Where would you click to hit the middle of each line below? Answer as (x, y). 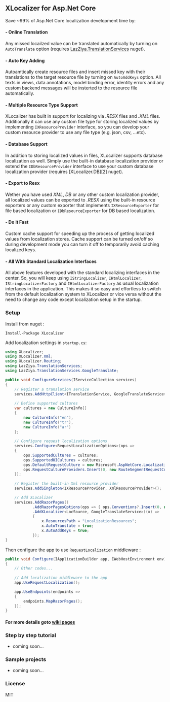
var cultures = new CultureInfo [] (51, 408)
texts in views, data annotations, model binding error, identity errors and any (85, 83)
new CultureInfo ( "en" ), (48, 417)
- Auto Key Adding (25, 60)
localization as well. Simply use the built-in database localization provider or (84, 161)
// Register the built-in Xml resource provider (67, 484)
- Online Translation (27, 32)
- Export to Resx (23, 183)
